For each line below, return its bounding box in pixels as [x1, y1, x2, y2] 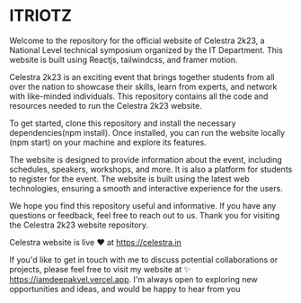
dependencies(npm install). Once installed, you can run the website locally [9, 127, 286, 138]
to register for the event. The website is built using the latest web [9, 173, 250, 184]
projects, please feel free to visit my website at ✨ [9, 263, 191, 274]
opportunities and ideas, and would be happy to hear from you [9, 283, 241, 294]
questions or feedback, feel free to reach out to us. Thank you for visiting [9, 209, 280, 220]
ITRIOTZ [9, 5, 72, 26]
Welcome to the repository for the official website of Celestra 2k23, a [9, 35, 265, 46]
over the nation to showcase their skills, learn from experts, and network [9, 81, 278, 92]
